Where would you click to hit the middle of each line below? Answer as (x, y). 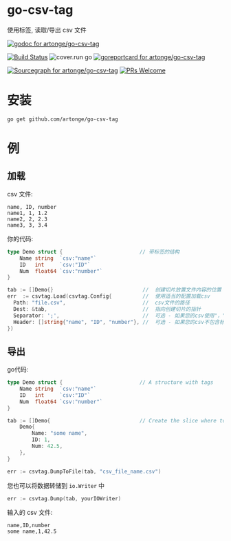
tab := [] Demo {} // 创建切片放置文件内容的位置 (114, 290)
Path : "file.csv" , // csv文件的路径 (102, 303)
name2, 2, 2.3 (27, 219)
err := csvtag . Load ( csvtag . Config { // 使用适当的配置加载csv (109, 296)
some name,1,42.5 (32, 532)
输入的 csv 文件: (30, 513)
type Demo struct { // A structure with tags (110, 382)
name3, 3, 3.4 (27, 225)
